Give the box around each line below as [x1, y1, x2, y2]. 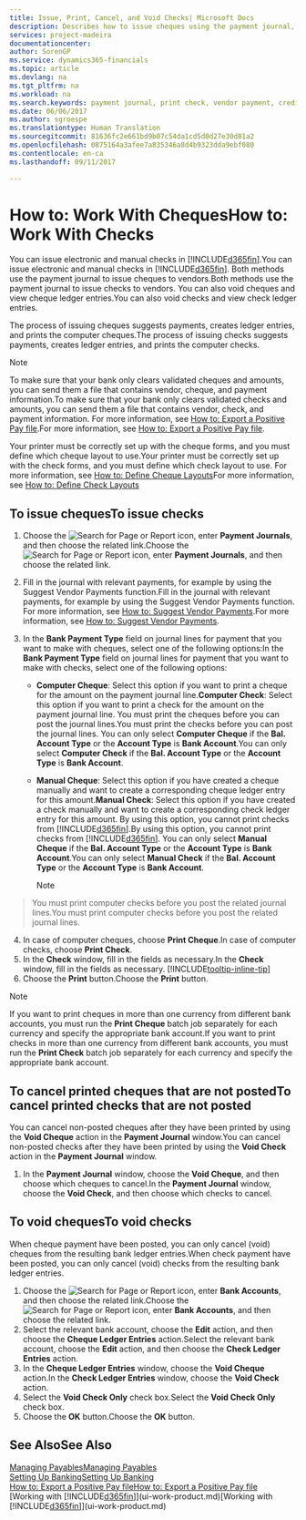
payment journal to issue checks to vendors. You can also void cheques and [9, 283, 296, 294]
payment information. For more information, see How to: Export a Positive [9, 414, 285, 425]
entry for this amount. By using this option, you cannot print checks [36, 814, 290, 825]
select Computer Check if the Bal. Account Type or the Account [36, 748, 281, 759]
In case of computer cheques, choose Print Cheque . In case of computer [22, 935, 296, 946]
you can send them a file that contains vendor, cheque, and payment [9, 385, 268, 395]
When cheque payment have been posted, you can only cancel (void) [9, 1238, 270, 1249]
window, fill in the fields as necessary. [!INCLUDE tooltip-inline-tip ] [22, 963, 271, 975]
